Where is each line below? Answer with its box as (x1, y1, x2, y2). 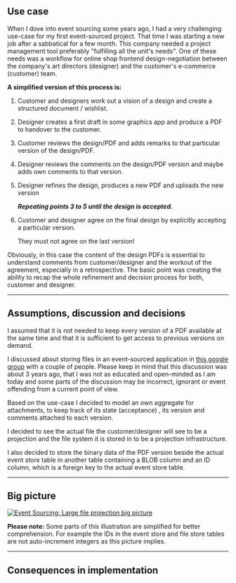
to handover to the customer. (17, 125, 102, 133)
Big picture (7, 490, 56, 502)
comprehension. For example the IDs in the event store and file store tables (7, 529, 225, 538)
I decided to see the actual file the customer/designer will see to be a (7, 427, 207, 435)
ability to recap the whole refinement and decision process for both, (7, 272, 204, 281)
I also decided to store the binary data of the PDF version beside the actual (7, 448, 224, 456)
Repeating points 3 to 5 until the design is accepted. (17, 202, 173, 211)
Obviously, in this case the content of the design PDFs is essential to (7, 250, 206, 259)
